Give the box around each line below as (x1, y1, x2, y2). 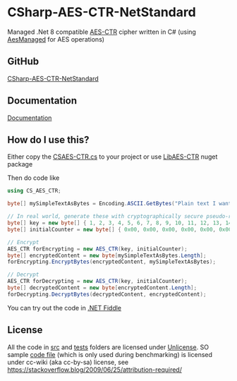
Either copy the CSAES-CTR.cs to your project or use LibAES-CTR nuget (7, 152, 218, 161)
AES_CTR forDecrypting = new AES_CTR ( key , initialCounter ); (7, 278, 188, 285)
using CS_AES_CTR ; (7, 188, 61, 195)
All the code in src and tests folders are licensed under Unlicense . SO (7, 343, 209, 351)
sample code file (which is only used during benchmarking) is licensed (7, 350, 213, 358)
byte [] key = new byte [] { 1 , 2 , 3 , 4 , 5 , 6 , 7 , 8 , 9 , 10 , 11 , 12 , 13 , (7, 219, 223, 226)
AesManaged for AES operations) (7, 35, 104, 43)
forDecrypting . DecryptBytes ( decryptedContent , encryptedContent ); (7, 291, 207, 298)
